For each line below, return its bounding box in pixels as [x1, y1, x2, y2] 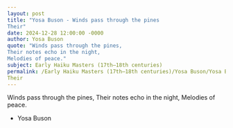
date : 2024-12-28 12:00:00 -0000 [7, 29, 104, 37]
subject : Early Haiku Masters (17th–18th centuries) [7, 62, 163, 68]
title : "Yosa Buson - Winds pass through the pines [7, 17, 159, 24]
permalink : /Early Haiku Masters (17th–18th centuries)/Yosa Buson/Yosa [7, 68, 222, 75]
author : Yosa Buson [7, 36, 64, 43]
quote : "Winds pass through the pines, [7, 42, 123, 49]
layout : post [7, 10, 45, 17]
